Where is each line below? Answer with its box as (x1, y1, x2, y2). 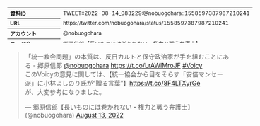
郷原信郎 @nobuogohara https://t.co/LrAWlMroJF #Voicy (37, 62, 203, 69)
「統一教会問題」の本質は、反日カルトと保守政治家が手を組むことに (24, 52, 223, 61)
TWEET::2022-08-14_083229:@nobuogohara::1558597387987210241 (63, 9, 250, 17)
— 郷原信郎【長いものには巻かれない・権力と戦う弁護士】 (24, 103, 194, 111)
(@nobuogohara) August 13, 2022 (24, 111, 124, 119)
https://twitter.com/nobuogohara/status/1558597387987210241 (63, 19, 230, 27)
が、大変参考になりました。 (24, 88, 106, 96)
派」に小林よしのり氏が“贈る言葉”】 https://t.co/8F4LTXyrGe (24, 79, 201, 87)
